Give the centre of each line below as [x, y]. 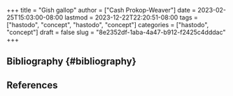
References [32, 85]
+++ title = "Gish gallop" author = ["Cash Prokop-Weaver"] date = [101, 10]
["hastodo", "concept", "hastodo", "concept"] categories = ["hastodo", [108, 25]
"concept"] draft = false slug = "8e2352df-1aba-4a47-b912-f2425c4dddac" [116, 32]
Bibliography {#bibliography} [72, 62]
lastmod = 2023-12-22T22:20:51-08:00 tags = [132, 17]
